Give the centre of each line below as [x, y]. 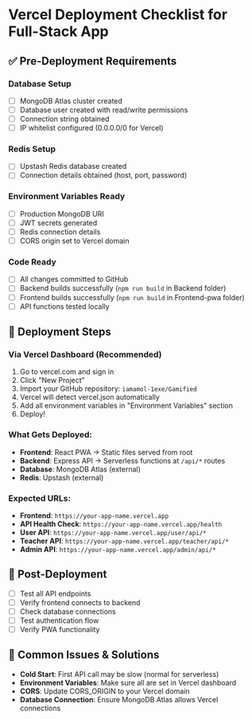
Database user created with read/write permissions [104, 110]
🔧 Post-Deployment [58, 574]
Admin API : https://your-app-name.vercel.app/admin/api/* [118, 549]
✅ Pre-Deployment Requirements [93, 61]
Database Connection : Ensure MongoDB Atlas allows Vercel [119, 699]
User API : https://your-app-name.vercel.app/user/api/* [113, 532]
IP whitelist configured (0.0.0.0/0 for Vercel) [92, 128]
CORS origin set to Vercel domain [74, 241]
